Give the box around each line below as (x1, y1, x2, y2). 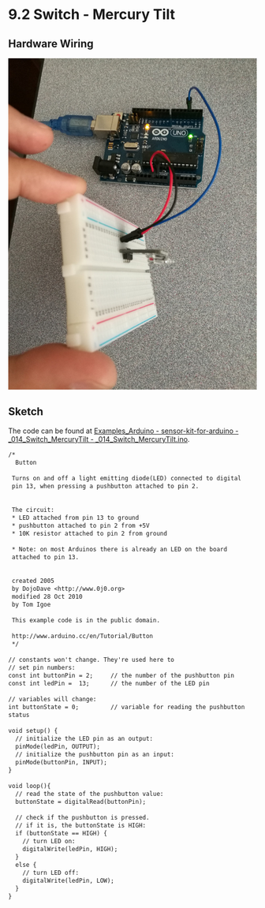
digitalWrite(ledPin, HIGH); (22, 845, 118, 853)
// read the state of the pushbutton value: (15, 790, 164, 798)
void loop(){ (8, 782, 51, 790)
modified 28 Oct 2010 (11, 592, 83, 600)
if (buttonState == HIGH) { (15, 829, 108, 837)
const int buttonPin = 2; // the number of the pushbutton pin (8, 671, 235, 679)
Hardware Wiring (8, 37, 94, 50)
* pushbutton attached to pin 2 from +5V (11, 521, 150, 529)
